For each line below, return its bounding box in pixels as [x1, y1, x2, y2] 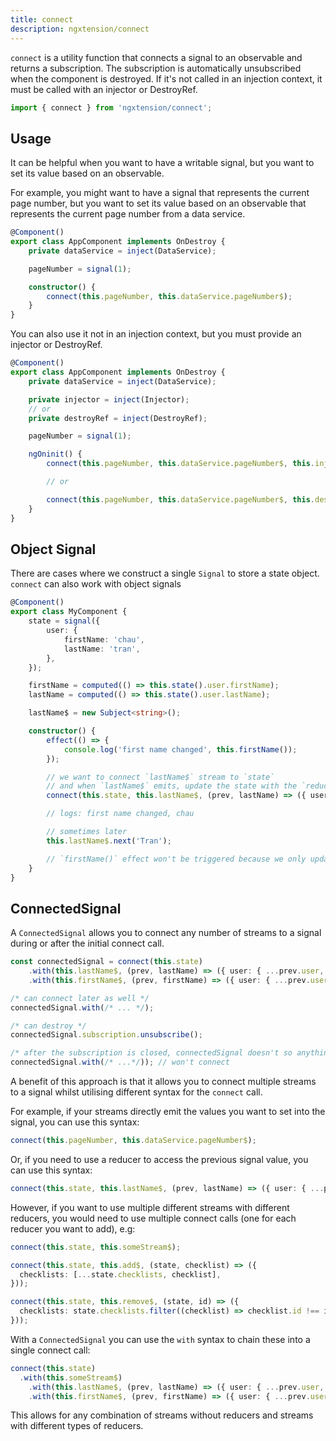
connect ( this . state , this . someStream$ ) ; [10, 1242, 182, 1252]
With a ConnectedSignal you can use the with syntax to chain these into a [10, 1333, 311, 1345]
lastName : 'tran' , [63, 644, 141, 654]
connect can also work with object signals [10, 578, 182, 590]
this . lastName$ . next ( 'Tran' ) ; [46, 836, 172, 846]
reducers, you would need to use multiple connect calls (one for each [10, 1212, 297, 1224]
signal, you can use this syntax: [10, 1116, 140, 1128]
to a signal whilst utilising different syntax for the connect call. [10, 1086, 263, 1098]
